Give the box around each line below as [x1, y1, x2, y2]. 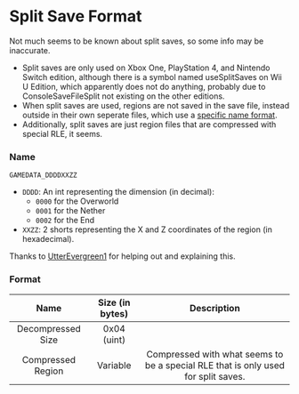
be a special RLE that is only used [144, 358, 285, 371]
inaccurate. [9, 44, 51, 55]
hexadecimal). [21, 234, 75, 245]
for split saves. [183, 370, 246, 382]
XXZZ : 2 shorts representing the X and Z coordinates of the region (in [21, 224, 273, 235]
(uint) [102, 334, 126, 346]
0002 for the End [35, 215, 95, 226]
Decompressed [16, 322, 82, 334]
